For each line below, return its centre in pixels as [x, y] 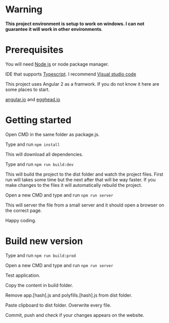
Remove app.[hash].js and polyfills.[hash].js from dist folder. [69, 295]
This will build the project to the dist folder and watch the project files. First [84, 174]
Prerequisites [35, 50]
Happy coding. [21, 220]
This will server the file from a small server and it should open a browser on [85, 205]
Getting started [38, 120]
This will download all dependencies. [44, 154]
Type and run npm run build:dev [39, 164]
